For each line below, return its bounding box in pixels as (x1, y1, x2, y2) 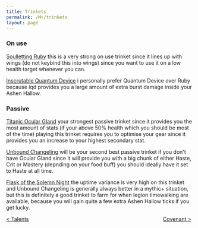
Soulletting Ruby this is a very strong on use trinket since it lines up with (6, 53, 183, 60)
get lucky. (6, 204, 30, 211)
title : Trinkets (6, 8, 46, 15)
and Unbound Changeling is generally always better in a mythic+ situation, (6, 185, 188, 192)
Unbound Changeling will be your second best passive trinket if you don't (6, 148, 186, 155)
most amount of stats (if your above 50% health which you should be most (6, 124, 189, 131)
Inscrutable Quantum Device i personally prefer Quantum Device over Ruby (6, 77, 190, 84)
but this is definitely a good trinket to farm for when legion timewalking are (6, 191, 188, 198)
